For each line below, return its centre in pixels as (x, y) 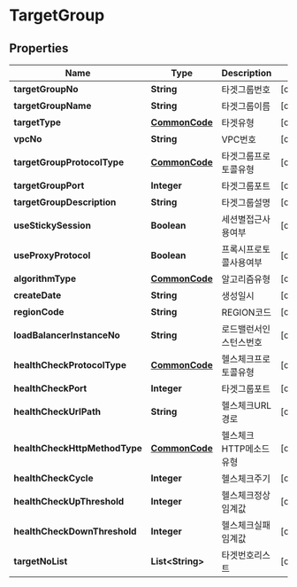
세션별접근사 (246, 219)
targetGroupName (53, 106)
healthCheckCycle (53, 478)
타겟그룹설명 (246, 203)
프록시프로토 (246, 249)
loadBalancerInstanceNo (67, 335)
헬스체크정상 (246, 495)
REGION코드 (247, 313)
